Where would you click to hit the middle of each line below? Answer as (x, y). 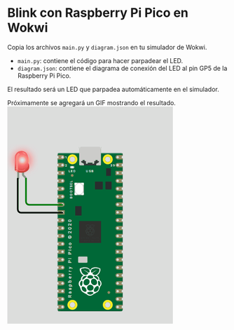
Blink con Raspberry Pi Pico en (98, 13)
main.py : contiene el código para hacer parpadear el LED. (100, 60)
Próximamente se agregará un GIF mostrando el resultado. (92, 102)
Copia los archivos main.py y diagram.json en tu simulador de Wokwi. (107, 47)
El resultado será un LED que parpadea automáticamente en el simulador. (113, 89)
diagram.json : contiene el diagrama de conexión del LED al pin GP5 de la (122, 68)
